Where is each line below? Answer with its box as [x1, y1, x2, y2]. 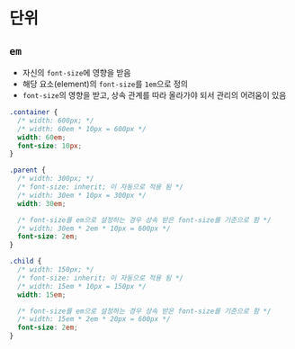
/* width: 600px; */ [17, 116, 94, 125]
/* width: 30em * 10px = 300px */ [17, 191, 147, 200]
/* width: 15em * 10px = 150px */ [17, 282, 147, 291]
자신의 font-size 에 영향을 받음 [22, 67, 131, 77]
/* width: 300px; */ [17, 174, 94, 183]
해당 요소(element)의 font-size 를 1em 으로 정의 [22, 78, 189, 89]
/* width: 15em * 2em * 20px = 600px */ [17, 315, 171, 324]
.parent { [9, 166, 47, 175]
